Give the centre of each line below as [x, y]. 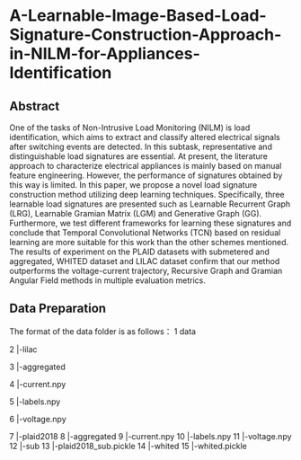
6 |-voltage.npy [38, 419]
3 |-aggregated [37, 367]
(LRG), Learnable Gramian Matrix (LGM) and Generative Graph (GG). [136, 213]
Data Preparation [58, 309]
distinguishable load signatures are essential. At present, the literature [138, 156]
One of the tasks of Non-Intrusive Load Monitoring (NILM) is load [130, 128]
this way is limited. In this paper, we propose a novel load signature [133, 185]
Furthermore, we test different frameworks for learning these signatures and [150, 223]
